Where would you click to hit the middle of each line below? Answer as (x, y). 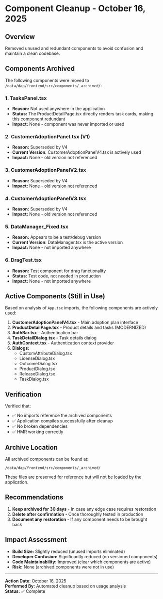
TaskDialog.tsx (34, 379)
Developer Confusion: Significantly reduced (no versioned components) (85, 556)
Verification (23, 394)
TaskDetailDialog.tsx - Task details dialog (54, 338)
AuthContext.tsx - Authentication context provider (63, 343)
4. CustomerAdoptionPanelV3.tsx (46, 198)
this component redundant (39, 119)
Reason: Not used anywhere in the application (58, 109)
